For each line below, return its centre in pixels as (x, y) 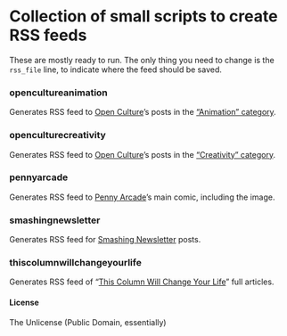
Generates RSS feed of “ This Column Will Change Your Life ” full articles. (142, 282)
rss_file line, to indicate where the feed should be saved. (116, 70)
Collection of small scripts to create (143, 16)
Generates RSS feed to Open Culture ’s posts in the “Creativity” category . (143, 154)
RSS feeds (48, 35)
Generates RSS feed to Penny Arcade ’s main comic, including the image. (142, 197)
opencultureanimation (59, 93)
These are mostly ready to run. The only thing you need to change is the (142, 60)
